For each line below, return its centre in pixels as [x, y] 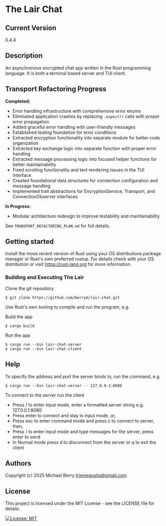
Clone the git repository [30, 288]
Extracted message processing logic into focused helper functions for [85, 159]
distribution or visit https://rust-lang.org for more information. [68, 264]
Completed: [18, 101]
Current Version [31, 28]
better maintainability [34, 164]
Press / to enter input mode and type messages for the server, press [83, 431]
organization [25, 143]
